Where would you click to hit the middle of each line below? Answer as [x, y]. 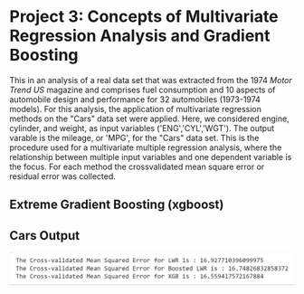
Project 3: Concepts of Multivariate [144, 17]
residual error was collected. [62, 176]
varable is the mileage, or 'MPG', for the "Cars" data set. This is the [134, 138]
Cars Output [44, 236]
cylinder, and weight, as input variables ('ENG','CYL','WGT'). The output [142, 128]
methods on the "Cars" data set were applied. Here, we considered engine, [149, 119]
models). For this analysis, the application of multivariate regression [136, 109]
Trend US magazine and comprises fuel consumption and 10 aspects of [142, 90]
